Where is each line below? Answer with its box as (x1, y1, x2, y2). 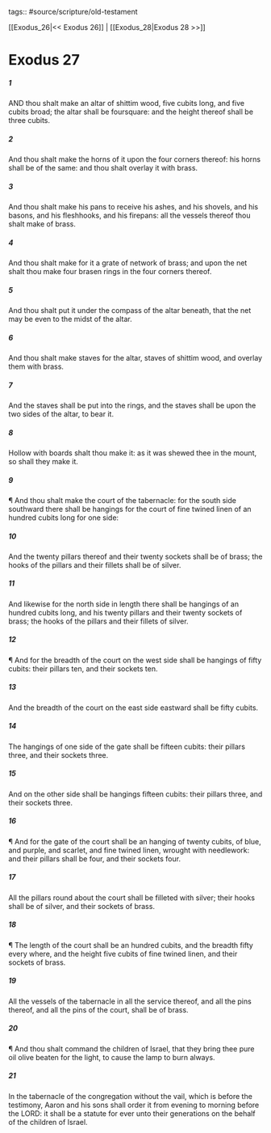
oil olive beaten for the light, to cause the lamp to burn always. (8, 1052, 215, 1062)
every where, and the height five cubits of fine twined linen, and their (8, 949, 238, 958)
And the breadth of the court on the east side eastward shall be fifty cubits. (8, 703, 259, 712)
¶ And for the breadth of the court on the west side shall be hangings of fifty (8, 655, 262, 665)
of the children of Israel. (8, 1117, 88, 1127)
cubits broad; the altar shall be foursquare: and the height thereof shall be (8, 107, 254, 116)
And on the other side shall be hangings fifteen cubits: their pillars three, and (8, 788, 263, 799)
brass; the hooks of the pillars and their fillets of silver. (8, 616, 189, 626)
